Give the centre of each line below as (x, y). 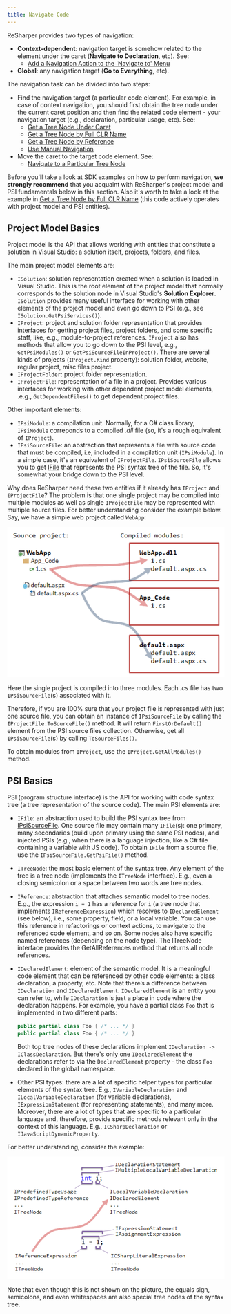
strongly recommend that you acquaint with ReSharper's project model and (115, 184)
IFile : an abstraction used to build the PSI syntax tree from (101, 818)
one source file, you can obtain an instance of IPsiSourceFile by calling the (114, 716)
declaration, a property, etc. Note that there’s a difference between (112, 983)
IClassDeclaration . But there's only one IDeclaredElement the (105, 1054)
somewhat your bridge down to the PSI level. (81, 474)
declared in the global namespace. (66, 1068)
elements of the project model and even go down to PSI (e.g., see (110, 308)
